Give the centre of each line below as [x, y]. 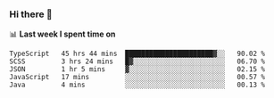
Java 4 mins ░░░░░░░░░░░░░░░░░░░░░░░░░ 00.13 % [137, 85]
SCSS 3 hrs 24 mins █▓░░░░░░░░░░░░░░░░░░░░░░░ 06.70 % [137, 61]
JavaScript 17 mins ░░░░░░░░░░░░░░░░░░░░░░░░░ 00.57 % [137, 78]
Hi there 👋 [31, 14]
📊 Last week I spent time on [62, 34]
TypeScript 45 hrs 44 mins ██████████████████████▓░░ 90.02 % [137, 54]
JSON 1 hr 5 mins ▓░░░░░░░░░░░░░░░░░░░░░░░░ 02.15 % [137, 69]
